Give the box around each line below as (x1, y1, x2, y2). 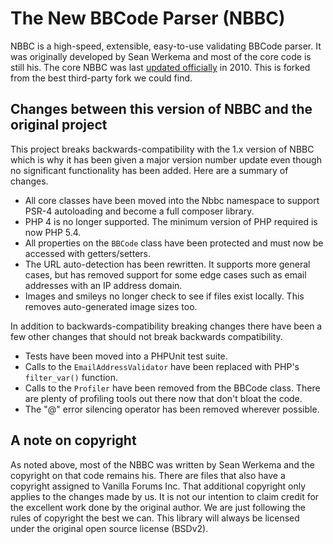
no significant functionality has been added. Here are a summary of (10, 164, 289, 176)
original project (10, 117, 108, 134)
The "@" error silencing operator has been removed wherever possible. (24, 403, 320, 415)
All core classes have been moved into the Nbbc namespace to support (24, 194, 320, 206)
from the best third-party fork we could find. (10, 72, 193, 84)
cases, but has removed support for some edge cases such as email (24, 268, 307, 281)
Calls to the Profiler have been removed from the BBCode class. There (24, 382, 321, 394)
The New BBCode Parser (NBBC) (10, 7, 286, 30)
